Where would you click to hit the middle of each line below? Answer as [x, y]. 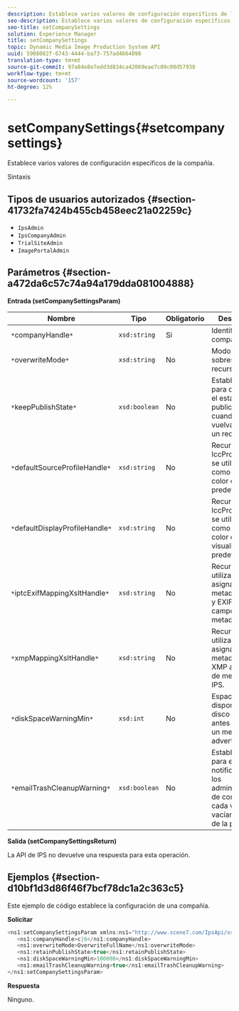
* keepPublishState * [44, 407]
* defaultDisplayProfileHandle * [62, 528]
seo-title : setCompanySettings [54, 27]
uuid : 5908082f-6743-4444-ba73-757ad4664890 [74, 54]
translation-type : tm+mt [44, 61]
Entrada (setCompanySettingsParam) [64, 300]
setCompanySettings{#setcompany [116, 128]
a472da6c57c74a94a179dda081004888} [101, 284]
